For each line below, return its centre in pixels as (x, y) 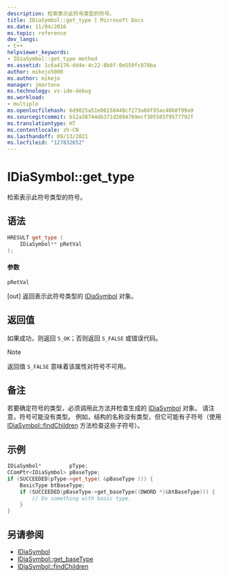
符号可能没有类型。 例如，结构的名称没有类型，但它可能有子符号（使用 (120, 417)
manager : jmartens (34, 85)
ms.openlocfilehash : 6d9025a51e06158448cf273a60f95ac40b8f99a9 (100, 110)
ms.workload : (26, 98)
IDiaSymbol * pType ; (48, 466)
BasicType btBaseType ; (52, 485)
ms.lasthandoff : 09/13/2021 (48, 136)
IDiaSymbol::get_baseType (55, 559)
